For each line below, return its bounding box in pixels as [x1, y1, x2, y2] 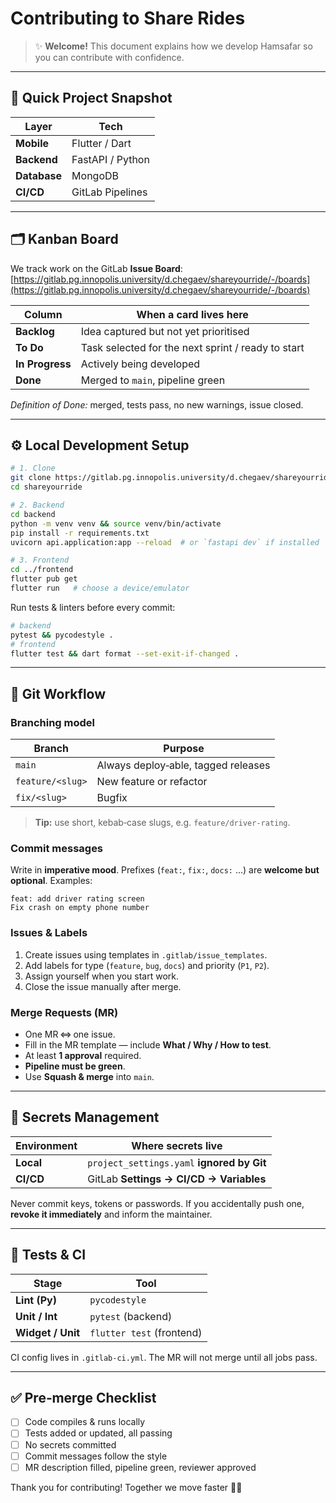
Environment [15, 1138, 78, 1152]
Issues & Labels [10, 926, 88, 940]
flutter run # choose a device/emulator [10, 583, 190, 593]
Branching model [10, 715, 96, 729]
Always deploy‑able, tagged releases [96, 758, 271, 772]
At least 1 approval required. [24, 1049, 142, 1061]
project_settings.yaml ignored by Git [87, 1155, 267, 1169]
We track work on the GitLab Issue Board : [10, 262, 183, 274]
